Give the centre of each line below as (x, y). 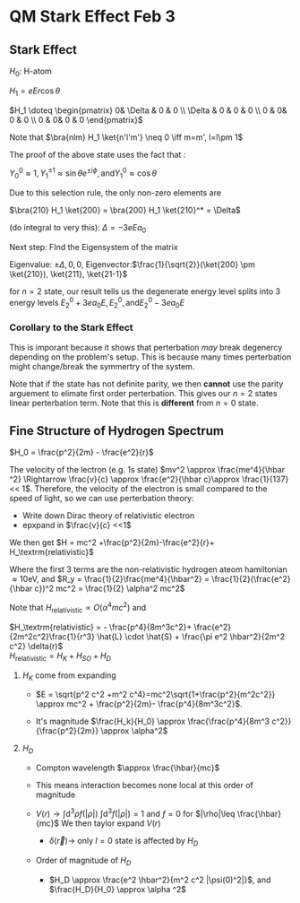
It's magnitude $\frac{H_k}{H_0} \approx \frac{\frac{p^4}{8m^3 (153, 721)
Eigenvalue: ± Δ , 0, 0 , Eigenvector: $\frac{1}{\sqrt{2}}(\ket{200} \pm (132, 264)
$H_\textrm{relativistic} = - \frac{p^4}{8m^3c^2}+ (101, 627)
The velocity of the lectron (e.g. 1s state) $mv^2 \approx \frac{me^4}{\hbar (147, 470)
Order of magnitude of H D (83, 861)
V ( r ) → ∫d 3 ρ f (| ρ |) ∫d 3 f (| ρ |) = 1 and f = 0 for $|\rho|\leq (135, 813)
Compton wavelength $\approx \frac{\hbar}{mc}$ (128, 768)
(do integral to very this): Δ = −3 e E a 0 (78, 229)
